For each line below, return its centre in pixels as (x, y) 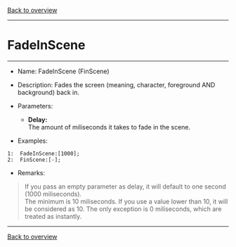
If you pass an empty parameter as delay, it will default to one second (125, 186)
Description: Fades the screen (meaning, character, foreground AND (116, 84)
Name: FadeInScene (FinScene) (64, 71)
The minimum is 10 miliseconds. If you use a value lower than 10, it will (126, 201)
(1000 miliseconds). (53, 194)
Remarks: (31, 172)
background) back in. (48, 92)
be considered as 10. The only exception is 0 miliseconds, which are (123, 209)
